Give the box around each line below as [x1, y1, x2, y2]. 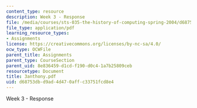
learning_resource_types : [6, 30, 69, 36]
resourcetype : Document [6, 68, 64, 74]
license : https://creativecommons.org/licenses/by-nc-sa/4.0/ [6, 41, 161, 47]
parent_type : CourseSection [6, 57, 75, 63]
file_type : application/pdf [6, 25, 75, 31]
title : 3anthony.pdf [6, 74, 57, 79]
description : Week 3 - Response [6, 14, 85, 20]
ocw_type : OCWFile [6, 47, 51, 53]
